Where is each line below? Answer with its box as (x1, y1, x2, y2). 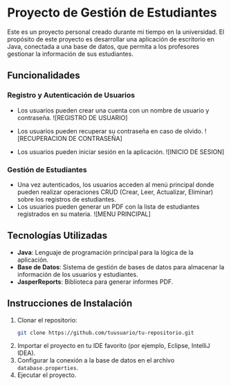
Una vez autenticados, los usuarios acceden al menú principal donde (17, 180, 214, 189)
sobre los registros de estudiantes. (17, 195, 116, 203)
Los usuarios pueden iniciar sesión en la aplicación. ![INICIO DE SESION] (17, 147, 225, 156)
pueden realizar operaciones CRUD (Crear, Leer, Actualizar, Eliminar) (17, 188, 214, 196)
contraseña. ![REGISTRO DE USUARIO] (17, 113, 128, 122)
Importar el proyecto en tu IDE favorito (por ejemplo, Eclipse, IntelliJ (17, 342, 210, 350)
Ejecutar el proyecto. (17, 371, 77, 379)
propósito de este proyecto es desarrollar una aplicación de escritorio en (7, 35, 214, 43)
